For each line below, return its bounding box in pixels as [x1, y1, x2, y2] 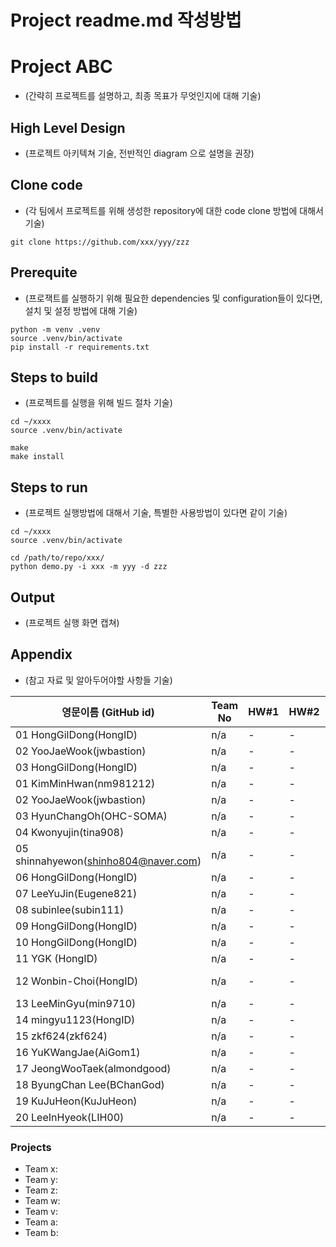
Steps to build [10, 369, 98, 386]
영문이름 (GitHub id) [61, 705, 155, 719]
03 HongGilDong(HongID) [15, 760, 138, 774]
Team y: [24, 1174, 59, 1186]
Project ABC [10, 56, 113, 78]
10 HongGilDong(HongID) [15, 935, 138, 949]
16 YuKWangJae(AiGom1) [15, 1045, 141, 1059]
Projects [10, 1140, 52, 1154]
